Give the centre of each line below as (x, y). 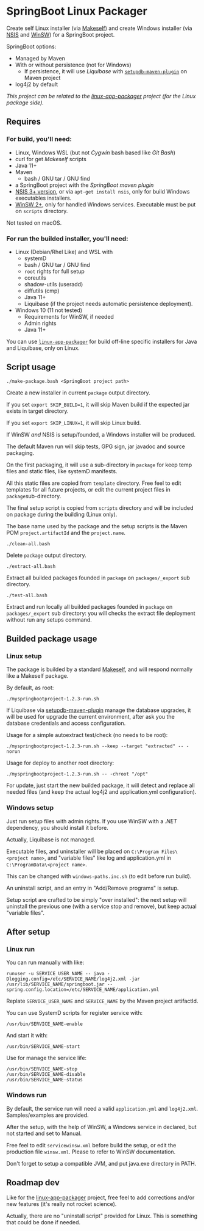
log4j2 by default (37, 84)
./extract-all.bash (31, 566)
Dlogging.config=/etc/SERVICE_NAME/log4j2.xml (66, 979)
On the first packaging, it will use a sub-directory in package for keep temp (99, 465)
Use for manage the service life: (47, 1058)
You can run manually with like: (45, 962)
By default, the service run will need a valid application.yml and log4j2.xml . (102, 1108)
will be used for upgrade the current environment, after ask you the (90, 717)
